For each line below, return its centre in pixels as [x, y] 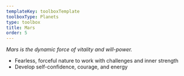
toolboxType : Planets [33, 17]
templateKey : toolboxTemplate [43, 11]
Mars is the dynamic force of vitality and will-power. [69, 49]
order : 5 [17, 33]
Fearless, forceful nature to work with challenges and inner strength [96, 61]
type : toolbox [23, 22]
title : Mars [21, 28]
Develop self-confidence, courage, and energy [71, 67]
